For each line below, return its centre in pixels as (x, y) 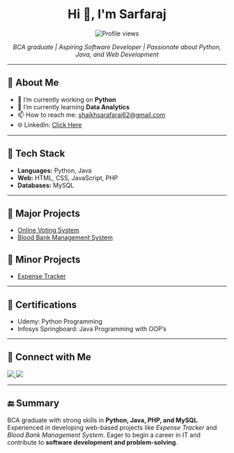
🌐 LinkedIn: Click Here (49, 125)
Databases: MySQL (46, 185)
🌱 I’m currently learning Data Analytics (73, 106)
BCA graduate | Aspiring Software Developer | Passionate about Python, (117, 47)
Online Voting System (48, 230)
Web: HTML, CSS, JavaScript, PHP (68, 177)
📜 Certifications (42, 304)
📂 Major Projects (44, 213)
